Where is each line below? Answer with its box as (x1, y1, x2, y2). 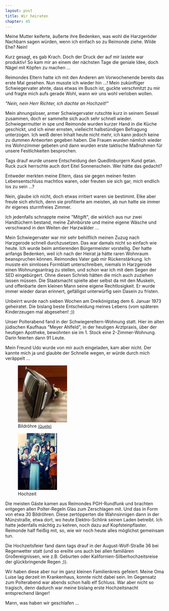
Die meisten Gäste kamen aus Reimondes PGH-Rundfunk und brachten (5, 501, 153, 507)
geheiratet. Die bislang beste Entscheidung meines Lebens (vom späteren (5, 304, 159, 310)
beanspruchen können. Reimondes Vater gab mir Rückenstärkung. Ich (5, 256, 151, 262)
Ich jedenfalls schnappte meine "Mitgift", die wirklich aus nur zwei (5, 214, 142, 220)
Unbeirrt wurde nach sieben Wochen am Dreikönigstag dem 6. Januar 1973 (5, 298, 161, 304)
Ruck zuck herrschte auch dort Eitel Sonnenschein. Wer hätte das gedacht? (5, 163, 162, 169)
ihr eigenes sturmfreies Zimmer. (5, 204, 72, 210)
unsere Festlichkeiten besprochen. (5, 148, 77, 154)
